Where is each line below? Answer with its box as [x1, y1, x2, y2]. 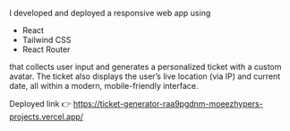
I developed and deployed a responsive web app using [9, 8, 211, 18]
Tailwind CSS [21, 35, 72, 45]
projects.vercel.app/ [9, 111, 83, 122]
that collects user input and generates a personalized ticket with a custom [9, 62, 282, 72]
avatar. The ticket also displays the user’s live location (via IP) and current [9, 71, 281, 82]
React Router [21, 44, 71, 55]
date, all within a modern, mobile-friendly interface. [9, 81, 199, 91]
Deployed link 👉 [9, 99, 72, 109]
